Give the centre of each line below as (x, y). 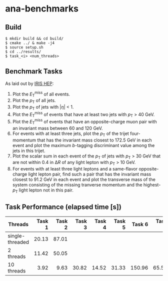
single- (16, 235)
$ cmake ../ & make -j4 (30, 43)
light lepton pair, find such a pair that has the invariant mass (90, 174)
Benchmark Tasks (34, 71)
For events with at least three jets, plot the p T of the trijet (70, 134)
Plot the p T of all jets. (34, 101)
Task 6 (140, 224)
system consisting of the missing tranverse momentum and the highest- (86, 185)
